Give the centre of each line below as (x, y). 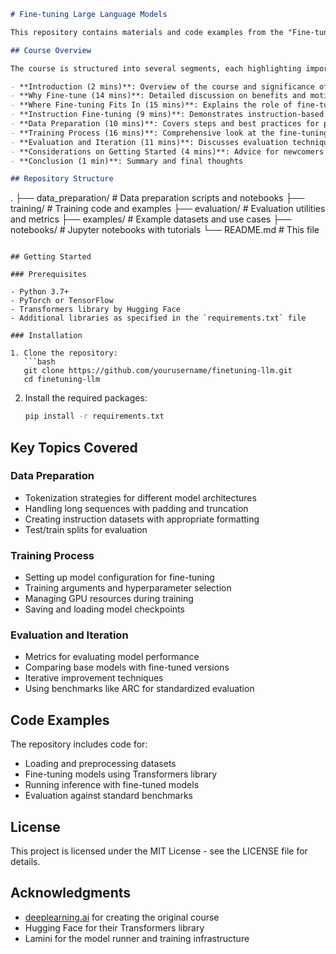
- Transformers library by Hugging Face (96, 310)
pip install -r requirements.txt (94, 416)
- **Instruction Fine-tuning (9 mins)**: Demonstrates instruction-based (167, 115)
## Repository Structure (62, 179)
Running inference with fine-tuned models (112, 785)
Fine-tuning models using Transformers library (121, 774)
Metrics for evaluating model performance (112, 657)
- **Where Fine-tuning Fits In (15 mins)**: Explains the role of (151, 105)
